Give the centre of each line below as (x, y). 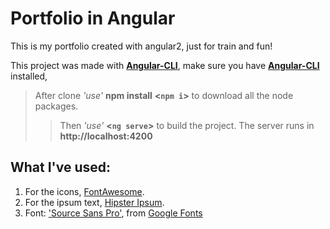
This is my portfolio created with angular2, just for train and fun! (141, 46)
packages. (56, 106)
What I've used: (61, 167)
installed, (29, 76)
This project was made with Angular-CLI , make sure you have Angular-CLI (165, 65)
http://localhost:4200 (106, 136)
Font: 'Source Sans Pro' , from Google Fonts (113, 213)
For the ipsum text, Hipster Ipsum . (94, 202)
